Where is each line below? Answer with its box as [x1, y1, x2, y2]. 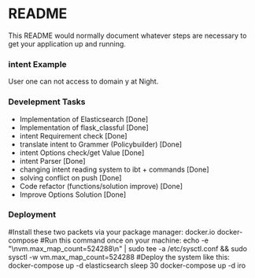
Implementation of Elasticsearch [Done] [19, 114, 149, 124]
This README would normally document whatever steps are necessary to [8, 31, 247, 40]
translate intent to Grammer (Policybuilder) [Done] [19, 139, 183, 149]
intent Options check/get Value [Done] [19, 147, 145, 158]
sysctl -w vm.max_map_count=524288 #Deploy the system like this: [8, 252, 230, 261]
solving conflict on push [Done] [19, 172, 122, 182]
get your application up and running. [8, 39, 126, 48]
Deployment [8, 209, 57, 221]
